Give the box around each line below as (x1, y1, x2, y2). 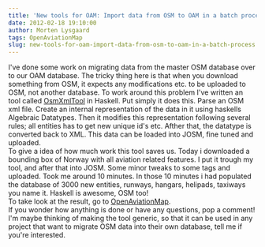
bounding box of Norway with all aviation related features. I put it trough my (8, 155, 254, 164)
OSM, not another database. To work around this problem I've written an (8, 88, 243, 97)
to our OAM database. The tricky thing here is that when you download (8, 71, 239, 80)
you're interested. (8, 230, 65, 240)
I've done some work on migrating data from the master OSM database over (8, 62, 256, 72)
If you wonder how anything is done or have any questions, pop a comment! (8, 205, 256, 215)
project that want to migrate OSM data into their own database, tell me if (8, 222, 243, 231)
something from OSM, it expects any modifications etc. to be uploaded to (8, 80, 246, 89)
